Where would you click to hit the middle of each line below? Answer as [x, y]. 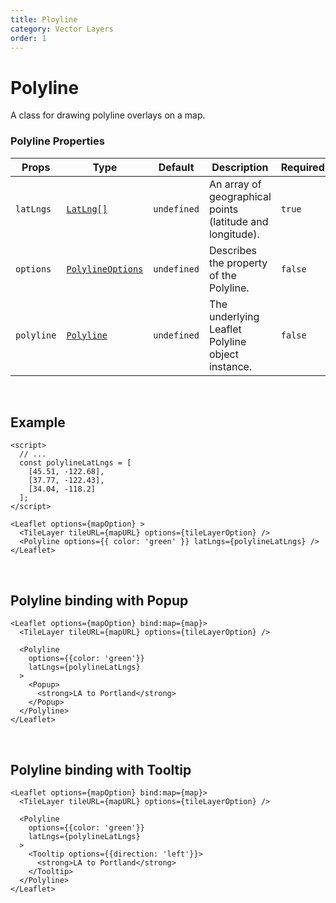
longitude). [234, 234]
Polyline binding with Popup [99, 600]
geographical [240, 196]
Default [176, 167]
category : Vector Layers [62, 29]
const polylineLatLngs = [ [75, 463]
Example [38, 422]
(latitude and [238, 221]
